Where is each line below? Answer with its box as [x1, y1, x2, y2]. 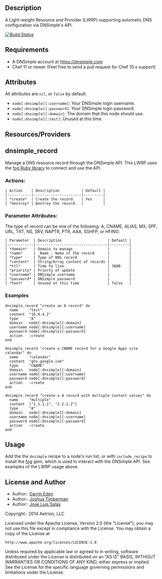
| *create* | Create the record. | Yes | [5, 196, 106, 202]
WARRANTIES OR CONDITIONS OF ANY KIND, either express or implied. [5, 559, 150, 565]
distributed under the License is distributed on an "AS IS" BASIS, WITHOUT [5, 554, 156, 560]
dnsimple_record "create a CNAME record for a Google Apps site [5, 346, 138, 351]
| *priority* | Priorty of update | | [5, 268, 132, 273]
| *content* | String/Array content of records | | [5, 259, 132, 264]
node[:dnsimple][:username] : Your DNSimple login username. [12, 100, 135, 107]
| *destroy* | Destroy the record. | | [5, 201, 106, 206]
